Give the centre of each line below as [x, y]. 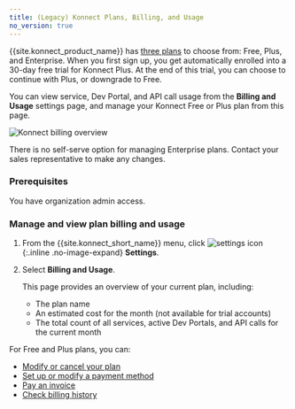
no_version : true [41, 26]
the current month [68, 332]
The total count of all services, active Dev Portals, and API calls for [157, 323]
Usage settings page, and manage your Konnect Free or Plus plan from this [147, 105]
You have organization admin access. [78, 201]
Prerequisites [39, 181]
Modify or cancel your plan [71, 367]
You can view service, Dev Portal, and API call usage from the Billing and [143, 96]
